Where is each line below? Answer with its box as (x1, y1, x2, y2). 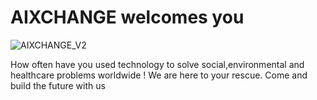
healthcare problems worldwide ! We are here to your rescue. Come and (10, 69, 308, 81)
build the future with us (10, 79, 106, 91)
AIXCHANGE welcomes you (10, 6, 245, 29)
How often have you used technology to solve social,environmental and (10, 58, 305, 70)
